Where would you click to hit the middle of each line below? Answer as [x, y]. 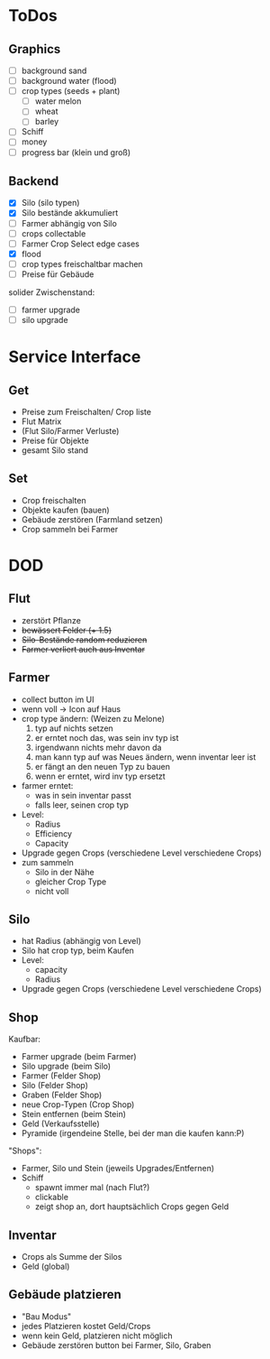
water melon [58, 101]
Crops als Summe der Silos [72, 1257]
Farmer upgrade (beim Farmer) [79, 1057]
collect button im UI [58, 699]
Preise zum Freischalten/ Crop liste [86, 412]
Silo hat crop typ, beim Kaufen [77, 951]
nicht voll [52, 891]
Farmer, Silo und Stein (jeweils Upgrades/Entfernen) [118, 1169]
